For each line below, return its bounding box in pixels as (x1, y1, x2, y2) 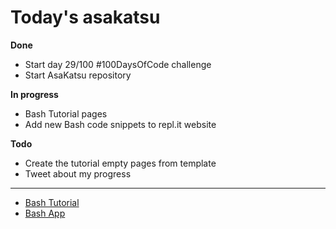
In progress (10, 88, 59, 100)
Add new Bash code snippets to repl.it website (24, 118, 217, 130)
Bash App (24, 207, 66, 219)
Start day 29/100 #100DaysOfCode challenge (24, 58, 212, 70)
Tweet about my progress (24, 167, 132, 180)
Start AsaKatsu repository (24, 69, 132, 81)
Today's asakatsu (10, 6, 161, 29)
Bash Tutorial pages (24, 107, 108, 120)
